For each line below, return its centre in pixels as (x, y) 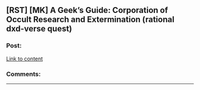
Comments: (24, 74)
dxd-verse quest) (39, 29)
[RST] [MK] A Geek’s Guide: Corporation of (87, 10)
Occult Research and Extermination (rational (90, 20)
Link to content (25, 59)
